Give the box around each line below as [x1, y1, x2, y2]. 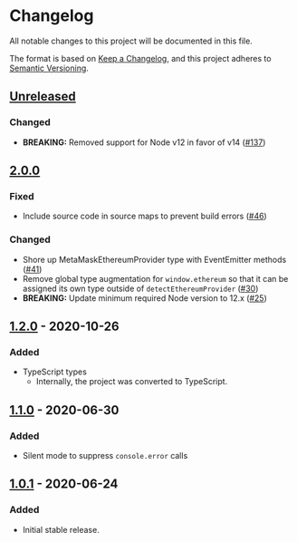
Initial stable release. [22, 524, 100, 535]
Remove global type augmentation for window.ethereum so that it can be [22, 273, 289, 284]
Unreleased [9, 89, 77, 104]
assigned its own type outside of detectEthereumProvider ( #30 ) [22, 283, 259, 294]
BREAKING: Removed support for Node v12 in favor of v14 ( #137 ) [22, 137, 266, 148]
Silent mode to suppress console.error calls [22, 450, 188, 460]
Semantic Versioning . [9, 63, 89, 73]
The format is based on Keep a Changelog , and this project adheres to [9, 53, 272, 63]
